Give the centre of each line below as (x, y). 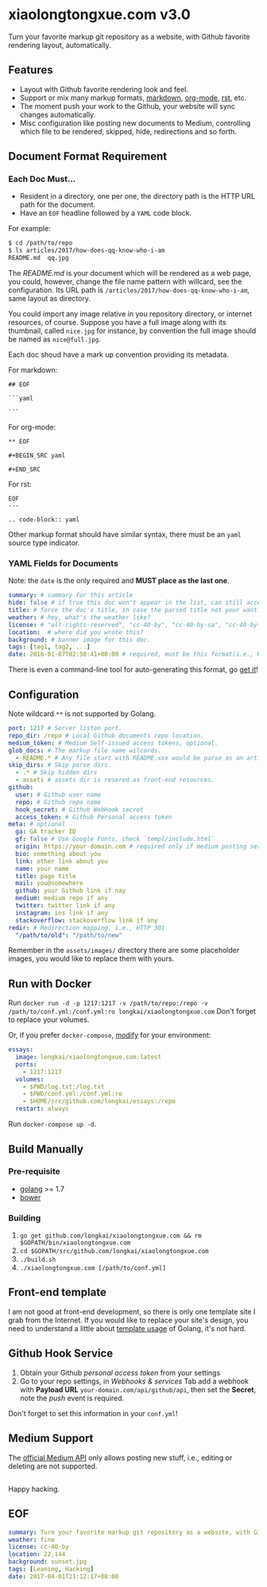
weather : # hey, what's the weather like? (79, 617)
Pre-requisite (35, 1171)
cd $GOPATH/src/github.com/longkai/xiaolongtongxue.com (114, 1252)
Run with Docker (50, 983)
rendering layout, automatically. (60, 45)
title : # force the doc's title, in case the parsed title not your (124, 610)
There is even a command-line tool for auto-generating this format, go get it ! (133, 670)
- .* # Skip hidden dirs (56, 772)
